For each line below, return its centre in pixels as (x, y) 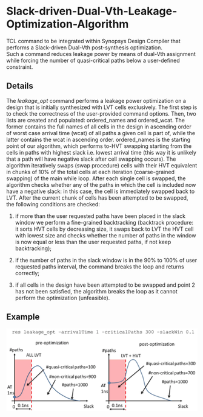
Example (23, 317)
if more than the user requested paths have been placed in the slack (100, 216)
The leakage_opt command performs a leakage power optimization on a (96, 100)
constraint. (20, 67)
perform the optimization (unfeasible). (62, 298)
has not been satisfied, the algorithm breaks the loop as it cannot (96, 291)
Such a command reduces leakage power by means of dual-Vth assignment (101, 54)
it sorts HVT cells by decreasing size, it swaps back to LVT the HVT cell (104, 229)
